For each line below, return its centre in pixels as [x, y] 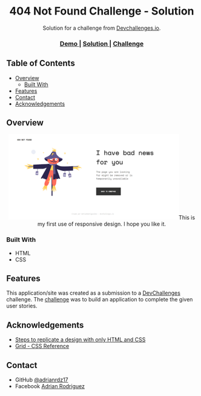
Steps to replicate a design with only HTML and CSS [80, 340]
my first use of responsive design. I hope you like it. [102, 224]
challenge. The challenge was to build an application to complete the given [100, 300]
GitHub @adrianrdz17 [41, 380]
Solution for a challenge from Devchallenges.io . [102, 28]
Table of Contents [41, 63]
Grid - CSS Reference [42, 346]
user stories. [22, 306]
